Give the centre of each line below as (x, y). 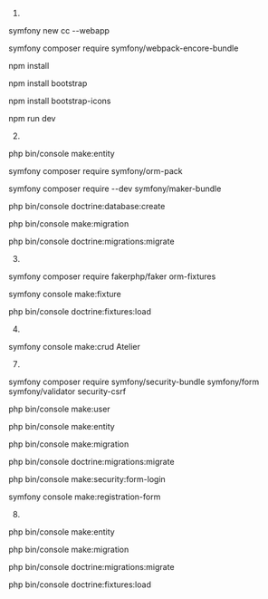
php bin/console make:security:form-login (87, 479)
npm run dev (32, 118)
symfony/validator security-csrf (67, 391)
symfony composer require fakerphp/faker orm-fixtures (112, 276)
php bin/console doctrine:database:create (87, 206)
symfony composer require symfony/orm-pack (96, 171)
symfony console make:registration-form (85, 497)
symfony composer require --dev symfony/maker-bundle (115, 188)
